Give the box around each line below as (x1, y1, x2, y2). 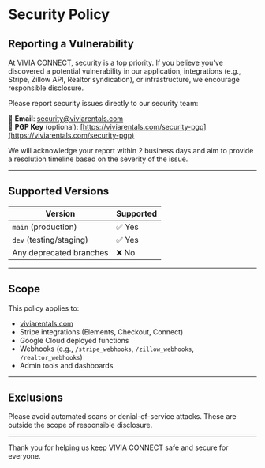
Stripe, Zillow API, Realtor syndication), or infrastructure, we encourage (8, 75, 241, 84)
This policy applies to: (8, 303, 80, 313)
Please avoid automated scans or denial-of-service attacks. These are (8, 412, 237, 421)
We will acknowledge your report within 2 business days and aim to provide (8, 146, 254, 155)
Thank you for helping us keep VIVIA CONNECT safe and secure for (8, 443, 229, 452)
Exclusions (8, 391, 63, 405)
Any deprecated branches (12, 247, 109, 258)
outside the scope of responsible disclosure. (8, 421, 153, 430)
